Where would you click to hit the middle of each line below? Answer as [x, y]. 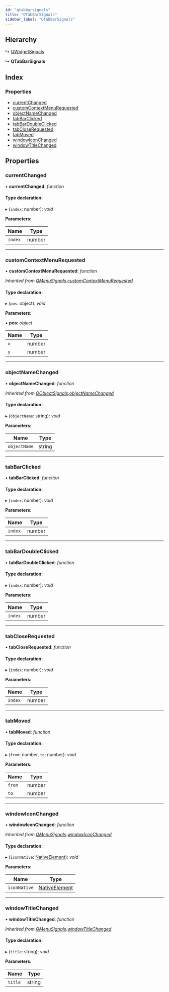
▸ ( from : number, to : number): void [41, 754]
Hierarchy [21, 39]
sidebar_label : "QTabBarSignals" [40, 19]
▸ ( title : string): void [27, 951]
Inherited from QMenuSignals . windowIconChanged [59, 835]
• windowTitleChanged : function [40, 919]
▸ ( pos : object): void [25, 303]
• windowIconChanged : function [40, 825]
